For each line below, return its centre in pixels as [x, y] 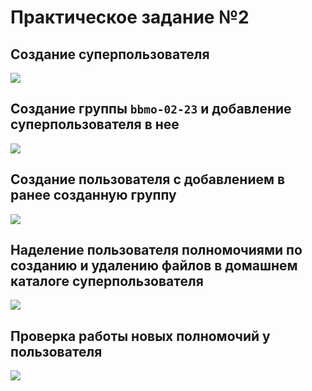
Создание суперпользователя [110, 54]
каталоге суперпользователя [107, 281]
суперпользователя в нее [95, 124]
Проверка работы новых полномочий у [140, 336]
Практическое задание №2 [130, 17]
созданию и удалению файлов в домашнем [154, 266]
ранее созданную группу [93, 195]
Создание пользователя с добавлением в [148, 179]
